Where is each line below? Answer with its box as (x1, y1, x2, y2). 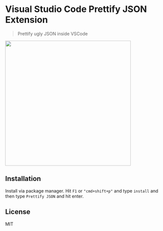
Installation (5, 174, 41, 183)
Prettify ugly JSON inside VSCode (17, 30, 88, 36)
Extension (5, 14, 48, 25)
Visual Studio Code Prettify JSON (5, 3, 147, 15)
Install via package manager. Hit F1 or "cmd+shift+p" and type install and (5, 187, 158, 193)
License (5, 207, 31, 216)
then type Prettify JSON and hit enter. (5, 193, 84, 199)
